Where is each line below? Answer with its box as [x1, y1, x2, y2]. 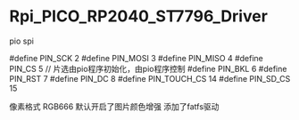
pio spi [9, 36, 34, 46]
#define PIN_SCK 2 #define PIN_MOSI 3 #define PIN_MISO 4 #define [9, 52, 263, 63]
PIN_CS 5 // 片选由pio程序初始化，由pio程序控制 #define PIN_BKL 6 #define [9, 63, 287, 74]
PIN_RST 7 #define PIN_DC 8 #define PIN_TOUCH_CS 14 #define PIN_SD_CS [9, 73, 291, 84]
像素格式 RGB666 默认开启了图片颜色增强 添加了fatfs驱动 [9, 100, 220, 112]
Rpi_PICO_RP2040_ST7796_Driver [9, 6, 268, 27]
